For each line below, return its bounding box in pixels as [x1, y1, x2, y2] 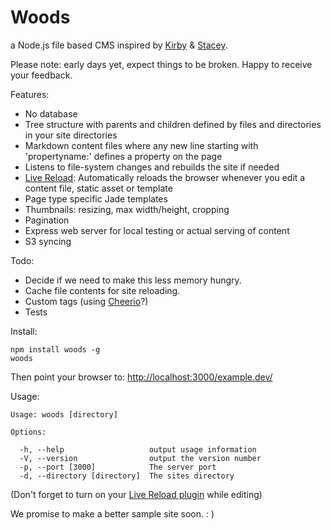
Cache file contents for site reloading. [24, 284, 181, 296]
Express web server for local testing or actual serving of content [24, 224, 290, 236]
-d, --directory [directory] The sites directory [19, 471, 235, 481]
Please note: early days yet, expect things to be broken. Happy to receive [10, 58, 313, 70]
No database [24, 107, 78, 120]
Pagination [24, 214, 70, 226]
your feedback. [10, 69, 73, 81]
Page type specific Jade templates [24, 192, 168, 205]
